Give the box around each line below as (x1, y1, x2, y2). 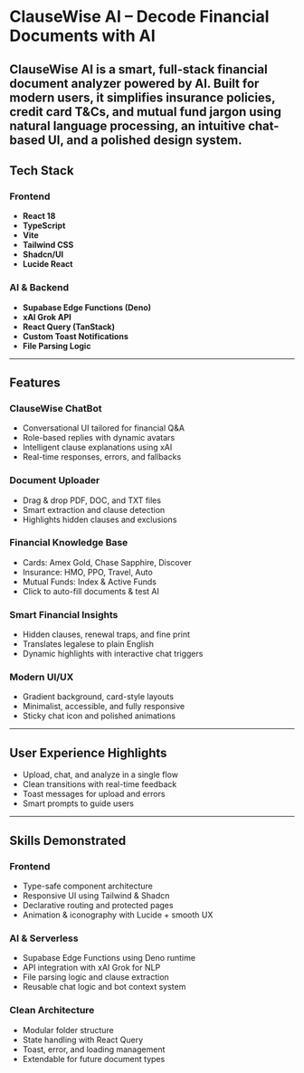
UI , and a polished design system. (48, 132, 242, 147)
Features (9, 375, 61, 390)
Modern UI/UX (9, 671, 74, 684)
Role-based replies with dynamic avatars (22, 432, 176, 443)
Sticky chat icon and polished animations (22, 710, 176, 721)
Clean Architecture (9, 1004, 95, 1017)
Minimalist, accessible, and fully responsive (22, 701, 185, 712)
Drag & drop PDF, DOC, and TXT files (22, 495, 161, 506)
